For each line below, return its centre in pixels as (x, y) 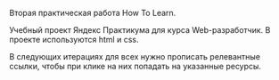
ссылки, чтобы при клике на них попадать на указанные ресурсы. (135, 66)
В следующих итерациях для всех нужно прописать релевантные (135, 56)
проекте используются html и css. (74, 40)
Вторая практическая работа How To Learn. (93, 13)
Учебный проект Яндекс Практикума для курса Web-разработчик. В (140, 30)
